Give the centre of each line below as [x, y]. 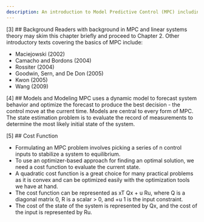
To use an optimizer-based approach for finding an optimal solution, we [104, 160]
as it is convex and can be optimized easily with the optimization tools [102, 179]
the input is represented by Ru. [53, 212]
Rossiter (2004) [35, 67]
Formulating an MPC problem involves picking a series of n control [98, 147]
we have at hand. [37, 186]
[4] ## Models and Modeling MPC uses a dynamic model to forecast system [102, 98]
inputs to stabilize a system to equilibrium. [68, 154]
